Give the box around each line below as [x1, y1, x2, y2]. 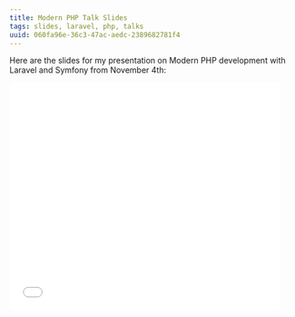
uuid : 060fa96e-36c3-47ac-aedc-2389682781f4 [9, 30, 181, 39]
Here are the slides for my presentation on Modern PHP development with [9, 55, 286, 66]
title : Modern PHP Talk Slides [9, 13, 128, 23]
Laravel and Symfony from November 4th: [9, 64, 166, 75]
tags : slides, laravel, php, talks [9, 22, 144, 31]
